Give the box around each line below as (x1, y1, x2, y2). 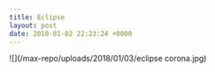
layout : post (9, 21, 58, 30)
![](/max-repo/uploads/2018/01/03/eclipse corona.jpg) (9, 54, 207, 64)
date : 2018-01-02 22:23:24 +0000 (9, 29, 133, 38)
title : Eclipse (9, 12, 65, 22)
